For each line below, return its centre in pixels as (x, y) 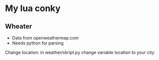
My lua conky (33, 8)
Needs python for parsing (38, 43)
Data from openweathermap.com (45, 38)
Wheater (19, 26)
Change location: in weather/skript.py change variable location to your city (80, 52)
